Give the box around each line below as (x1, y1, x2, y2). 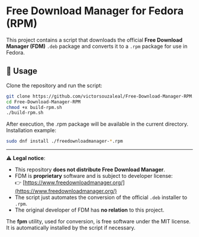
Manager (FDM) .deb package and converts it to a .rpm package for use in (6, 43, 188, 50)
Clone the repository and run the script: (6, 82, 102, 89)
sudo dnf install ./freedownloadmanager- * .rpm (6, 138, 123, 145)
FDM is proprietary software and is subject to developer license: (14, 172, 173, 180)
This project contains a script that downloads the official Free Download (6, 36, 182, 43)
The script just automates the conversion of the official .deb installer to (14, 194, 188, 201)
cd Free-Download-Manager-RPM (6, 99, 81, 105)
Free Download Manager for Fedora (6, 4, 184, 18)
